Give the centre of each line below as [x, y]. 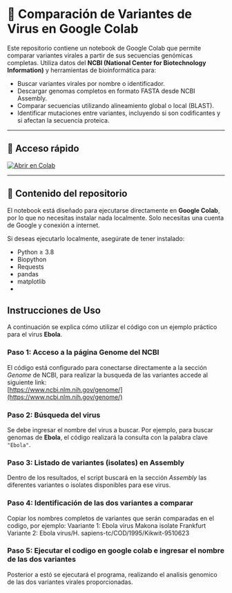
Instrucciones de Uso [54, 310]
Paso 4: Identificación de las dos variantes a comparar [100, 503]
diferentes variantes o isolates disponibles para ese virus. [89, 485]
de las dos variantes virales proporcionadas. [70, 582]
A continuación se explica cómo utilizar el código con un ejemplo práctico [112, 327]
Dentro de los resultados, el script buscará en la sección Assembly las [107, 478]
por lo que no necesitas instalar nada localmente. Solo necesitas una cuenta [116, 218]
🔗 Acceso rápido [43, 149]
